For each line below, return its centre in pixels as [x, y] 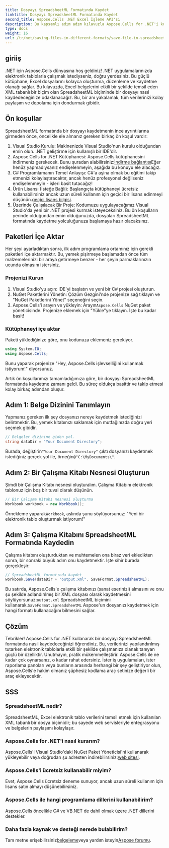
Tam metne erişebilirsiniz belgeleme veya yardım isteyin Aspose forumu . [78, 840]
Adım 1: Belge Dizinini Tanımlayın [58, 405]
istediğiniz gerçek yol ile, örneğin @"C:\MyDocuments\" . [60, 457]
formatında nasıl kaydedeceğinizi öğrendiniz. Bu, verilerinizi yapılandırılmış [82, 644]
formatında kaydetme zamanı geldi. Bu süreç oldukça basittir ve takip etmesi [84, 384]
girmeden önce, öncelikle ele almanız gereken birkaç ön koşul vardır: [76, 136]
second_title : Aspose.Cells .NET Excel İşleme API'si [63, 19]
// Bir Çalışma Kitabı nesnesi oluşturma [49, 500]
